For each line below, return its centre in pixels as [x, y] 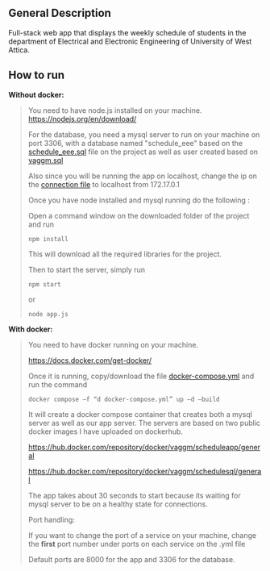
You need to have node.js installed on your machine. [115, 110]
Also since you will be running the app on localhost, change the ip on [143, 176]
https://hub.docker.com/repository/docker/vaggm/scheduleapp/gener [144, 447]
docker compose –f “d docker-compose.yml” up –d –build [124, 399]
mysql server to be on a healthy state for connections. [118, 504]
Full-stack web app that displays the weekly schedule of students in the [127, 32]
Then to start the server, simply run [86, 269]
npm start [45, 284]
